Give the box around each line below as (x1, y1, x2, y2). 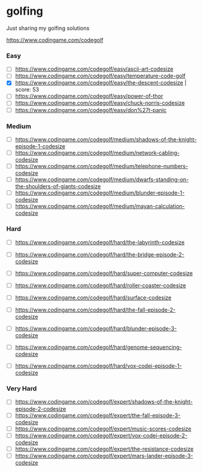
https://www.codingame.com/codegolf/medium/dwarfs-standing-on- (15, 176, 189, 184)
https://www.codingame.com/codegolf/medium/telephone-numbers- (15, 163, 188, 170)
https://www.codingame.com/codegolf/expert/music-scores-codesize (15, 425, 191, 432)
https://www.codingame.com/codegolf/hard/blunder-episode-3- (15, 324, 177, 332)
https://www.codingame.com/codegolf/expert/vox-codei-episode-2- (15, 432, 188, 439)
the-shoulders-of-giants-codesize (15, 183, 101, 190)
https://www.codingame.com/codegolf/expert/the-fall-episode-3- (15, 412, 181, 419)
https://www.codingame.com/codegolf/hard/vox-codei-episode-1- (15, 362, 182, 370)
